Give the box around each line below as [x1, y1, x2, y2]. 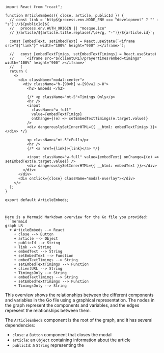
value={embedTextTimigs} [31, 112, 82, 117]
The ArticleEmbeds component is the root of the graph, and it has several [5, 317, 153, 323]
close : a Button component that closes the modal [12, 332, 112, 337]
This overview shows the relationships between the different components [5, 292, 154, 298]
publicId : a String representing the [12, 342, 84, 348]
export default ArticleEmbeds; [5, 198, 69, 202]
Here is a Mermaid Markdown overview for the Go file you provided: [5, 215, 148, 220]
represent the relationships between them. [5, 307, 91, 313]
